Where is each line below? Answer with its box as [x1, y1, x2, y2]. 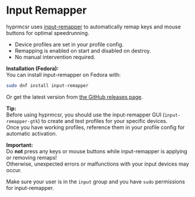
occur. [6, 166, 22, 173]
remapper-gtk [6, 118, 39, 124]
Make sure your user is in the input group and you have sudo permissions [6, 178, 186, 185]
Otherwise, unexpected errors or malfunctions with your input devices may [6, 160, 190, 167]
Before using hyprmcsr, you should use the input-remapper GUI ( [6, 111, 165, 118]
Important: [6, 141, 33, 148]
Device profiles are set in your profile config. [14, 41, 124, 48]
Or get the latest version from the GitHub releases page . [6, 93, 143, 101]
